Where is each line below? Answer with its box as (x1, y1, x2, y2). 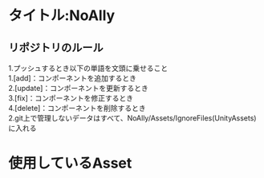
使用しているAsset (8, 154, 132, 172)
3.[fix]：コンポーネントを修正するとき (8, 93, 134, 103)
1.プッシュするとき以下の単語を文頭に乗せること (8, 64, 169, 73)
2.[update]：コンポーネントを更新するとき (8, 84, 148, 93)
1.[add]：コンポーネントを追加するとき (8, 73, 136, 83)
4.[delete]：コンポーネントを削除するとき (8, 104, 146, 113)
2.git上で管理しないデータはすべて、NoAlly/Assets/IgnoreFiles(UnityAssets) (8, 113, 257, 123)
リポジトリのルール (8, 41, 104, 54)
